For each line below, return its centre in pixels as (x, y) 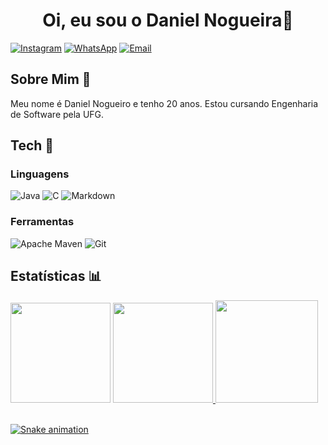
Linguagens (40, 174)
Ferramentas (42, 222)
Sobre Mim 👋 (51, 79)
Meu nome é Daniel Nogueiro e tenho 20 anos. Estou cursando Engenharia (164, 103)
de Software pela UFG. (57, 114)
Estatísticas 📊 (56, 276)
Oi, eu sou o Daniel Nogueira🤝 (168, 20)
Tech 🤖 (32, 145)
